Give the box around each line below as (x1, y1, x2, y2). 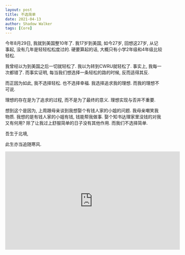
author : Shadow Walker (5, 21, 52, 26)
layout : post (5, 7, 32, 12)
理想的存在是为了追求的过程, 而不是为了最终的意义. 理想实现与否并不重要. (5, 97, 156, 103)
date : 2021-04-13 (5, 16, 41, 21)
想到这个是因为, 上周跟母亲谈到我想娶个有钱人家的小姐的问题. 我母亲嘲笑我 (5, 108, 159, 114)
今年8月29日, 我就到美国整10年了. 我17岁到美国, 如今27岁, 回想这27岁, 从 (5, 40, 154, 46)
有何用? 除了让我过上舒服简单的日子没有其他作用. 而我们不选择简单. (9, 120, 148, 126)
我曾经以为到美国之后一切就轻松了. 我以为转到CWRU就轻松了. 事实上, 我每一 (5, 63, 162, 69)
